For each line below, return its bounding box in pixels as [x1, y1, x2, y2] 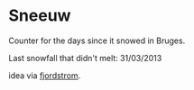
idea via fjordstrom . [8, 69, 81, 81]
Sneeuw [8, 5, 71, 26]
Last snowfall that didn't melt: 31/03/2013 [8, 52, 162, 63]
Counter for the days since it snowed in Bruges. [8, 35, 186, 46]
